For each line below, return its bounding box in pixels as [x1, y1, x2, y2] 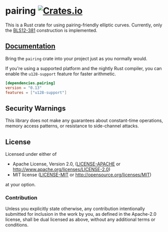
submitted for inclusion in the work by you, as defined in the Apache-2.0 [5, 211, 156, 217]
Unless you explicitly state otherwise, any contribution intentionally [5, 206, 145, 212]
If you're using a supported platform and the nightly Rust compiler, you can [5, 65, 162, 71]
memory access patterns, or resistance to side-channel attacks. [5, 123, 139, 129]
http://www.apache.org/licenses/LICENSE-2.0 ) [12, 167, 111, 172]
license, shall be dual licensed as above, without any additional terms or [5, 216, 156, 223]
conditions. [5, 222, 29, 228]
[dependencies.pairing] [5, 80, 56, 86]
